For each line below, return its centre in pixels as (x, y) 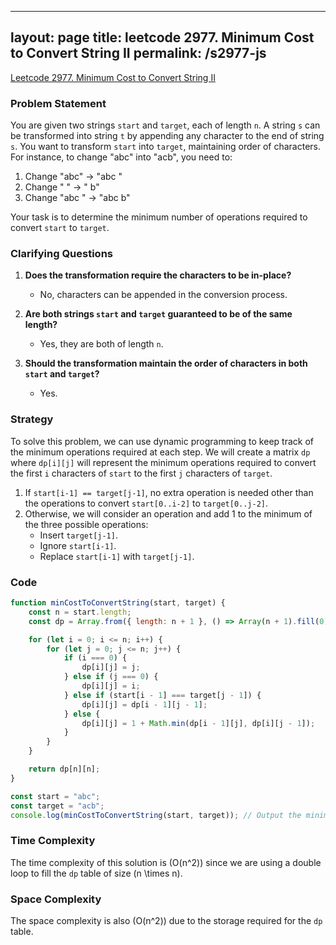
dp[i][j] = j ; (111, 667)
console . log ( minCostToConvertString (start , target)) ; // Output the (156, 815)
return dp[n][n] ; (64, 769)
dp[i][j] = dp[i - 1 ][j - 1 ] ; (144, 704)
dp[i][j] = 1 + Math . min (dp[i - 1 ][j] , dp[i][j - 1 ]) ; (198, 723)
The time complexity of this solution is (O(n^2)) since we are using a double (166, 862)
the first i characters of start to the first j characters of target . (141, 473)
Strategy (32, 419)
